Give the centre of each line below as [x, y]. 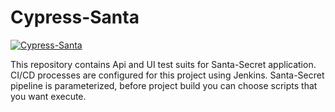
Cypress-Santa [75, 17]
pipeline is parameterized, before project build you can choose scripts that [164, 85]
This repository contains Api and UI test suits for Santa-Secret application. [163, 64]
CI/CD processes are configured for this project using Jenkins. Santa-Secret [167, 75]
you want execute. [48, 96]
